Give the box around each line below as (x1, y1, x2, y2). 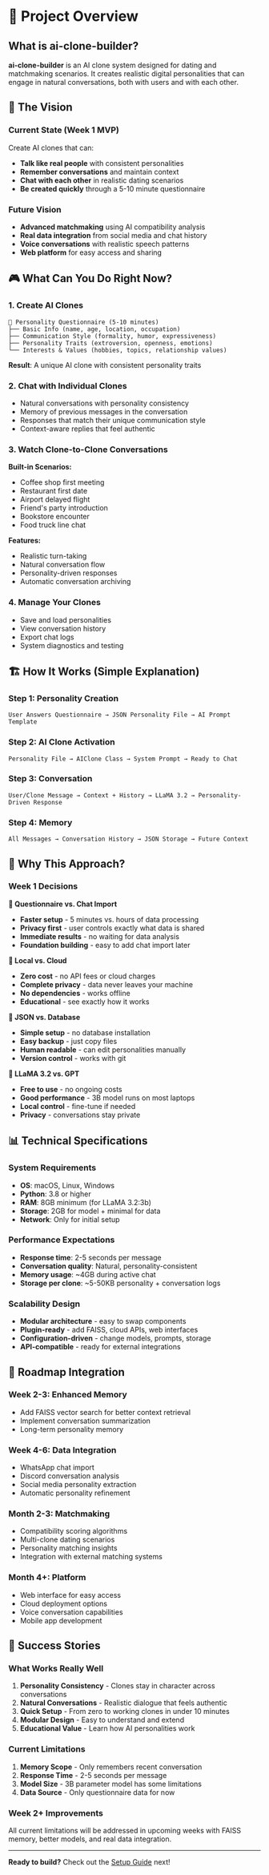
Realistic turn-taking (19, 551, 87, 561)
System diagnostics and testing (19, 640, 124, 650)
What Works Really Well (8, 1663, 104, 1674)
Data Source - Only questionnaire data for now (19, 1787, 175, 1797)
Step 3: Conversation (8, 773, 93, 784)
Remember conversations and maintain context (19, 167, 179, 176)
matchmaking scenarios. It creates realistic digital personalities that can (8, 69, 245, 79)
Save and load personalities (19, 615, 112, 624)
